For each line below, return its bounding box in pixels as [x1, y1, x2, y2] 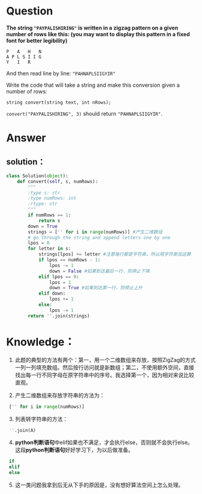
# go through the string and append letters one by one [28, 234, 171, 240]
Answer [6, 131, 46, 145]
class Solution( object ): [6, 173, 69, 179]
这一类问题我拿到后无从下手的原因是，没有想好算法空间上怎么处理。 [14, 481, 184, 489]
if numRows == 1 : [28, 212, 71, 218]
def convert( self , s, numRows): [17, 178, 98, 184]
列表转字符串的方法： [14, 415, 68, 422]
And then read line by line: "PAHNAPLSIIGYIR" [6, 69, 116, 77]
